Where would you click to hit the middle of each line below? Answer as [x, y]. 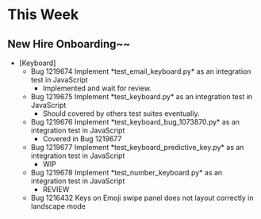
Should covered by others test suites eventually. [121, 113]
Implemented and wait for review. [97, 88]
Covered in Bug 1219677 [82, 139]
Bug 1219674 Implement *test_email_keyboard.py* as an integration [141, 71]
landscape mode [58, 206]
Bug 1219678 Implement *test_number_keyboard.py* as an [127, 173]
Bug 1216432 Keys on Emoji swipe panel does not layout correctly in [142, 198]
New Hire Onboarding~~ [69, 44]
